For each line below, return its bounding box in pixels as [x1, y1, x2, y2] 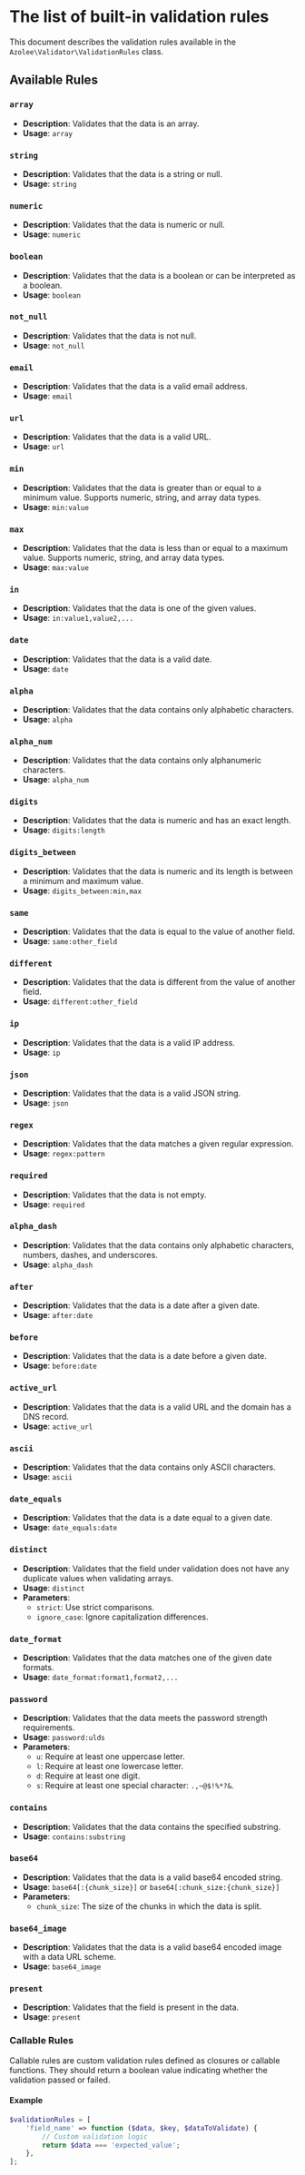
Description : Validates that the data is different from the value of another [22, 977, 296, 988]
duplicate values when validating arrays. [22, 1572, 174, 1583]
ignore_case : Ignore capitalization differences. [35, 1611, 209, 1622]
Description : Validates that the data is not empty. [22, 1189, 207, 1200]
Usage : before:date [22, 1360, 97, 1372]
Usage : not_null [22, 340, 85, 350]
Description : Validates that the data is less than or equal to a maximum [22, 543, 289, 553]
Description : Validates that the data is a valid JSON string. [22, 1087, 241, 1098]
